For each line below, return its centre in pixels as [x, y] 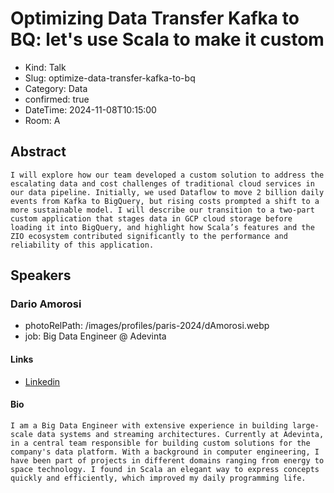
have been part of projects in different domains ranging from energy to [167, 460]
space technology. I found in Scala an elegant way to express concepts [165, 469]
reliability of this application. [82, 245]
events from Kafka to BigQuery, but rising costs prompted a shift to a [165, 201]
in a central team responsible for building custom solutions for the [160, 443]
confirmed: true [57, 99]
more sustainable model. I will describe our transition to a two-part [162, 210]
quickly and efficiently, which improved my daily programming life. [158, 478]
